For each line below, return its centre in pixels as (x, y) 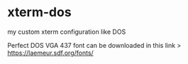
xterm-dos (40, 12)
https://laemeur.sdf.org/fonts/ (50, 53)
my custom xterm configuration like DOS (67, 32)
